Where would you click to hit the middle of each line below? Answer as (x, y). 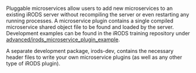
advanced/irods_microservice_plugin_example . (63, 39)
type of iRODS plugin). (33, 64)
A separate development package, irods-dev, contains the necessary (90, 51)
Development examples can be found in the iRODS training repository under (98, 34)
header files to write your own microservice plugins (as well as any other (94, 57)
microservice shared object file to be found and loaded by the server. (90, 27)
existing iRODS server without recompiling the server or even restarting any (98, 15)
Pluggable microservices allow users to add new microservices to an (89, 8)
